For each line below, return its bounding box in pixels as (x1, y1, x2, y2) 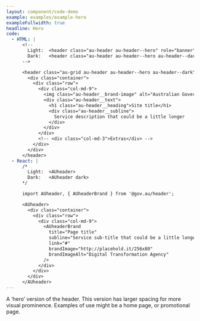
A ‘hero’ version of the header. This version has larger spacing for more (6, 295, 182, 303)
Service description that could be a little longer (54, 114, 185, 120)
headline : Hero (6, 25, 44, 32)
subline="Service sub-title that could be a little (48, 235, 180, 241)
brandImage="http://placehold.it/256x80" (48, 245, 153, 252)
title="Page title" (48, 229, 97, 235)
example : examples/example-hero (6, 14, 86, 20)
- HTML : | (11, 36, 36, 42)
